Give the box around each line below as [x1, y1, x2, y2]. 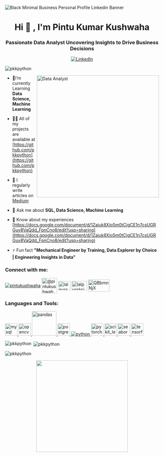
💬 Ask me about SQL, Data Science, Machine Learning [12, 208, 123, 213]
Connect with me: [5, 267, 48, 273]
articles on [12, 193, 34, 199]
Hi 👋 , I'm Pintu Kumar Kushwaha [14, 22, 150, 33]
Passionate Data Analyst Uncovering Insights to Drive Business [5, 39, 159, 46]
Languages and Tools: [5, 300, 59, 307]
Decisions [70, 45, 94, 52]
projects [12, 126, 29, 132]
